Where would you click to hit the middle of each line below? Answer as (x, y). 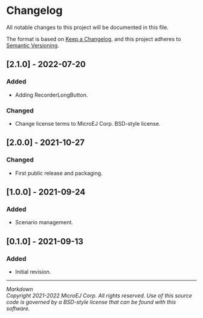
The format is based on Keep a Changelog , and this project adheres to (94, 39)
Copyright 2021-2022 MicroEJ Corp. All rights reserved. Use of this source (99, 295)
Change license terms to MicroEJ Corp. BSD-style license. (88, 123)
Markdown (20, 289)
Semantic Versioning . (33, 45)
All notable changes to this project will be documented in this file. (88, 27)
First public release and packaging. (59, 173)
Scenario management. (44, 222)
